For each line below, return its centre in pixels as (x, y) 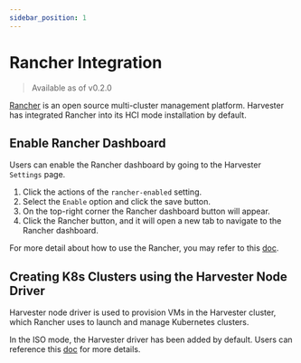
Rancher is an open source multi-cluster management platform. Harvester (147, 105)
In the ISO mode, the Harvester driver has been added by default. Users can (151, 339)
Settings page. (38, 175)
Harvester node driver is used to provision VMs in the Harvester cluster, (143, 312)
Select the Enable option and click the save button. (116, 202)
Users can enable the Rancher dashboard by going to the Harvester (136, 165)
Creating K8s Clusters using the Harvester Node (148, 277)
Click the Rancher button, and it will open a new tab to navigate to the (152, 221)
